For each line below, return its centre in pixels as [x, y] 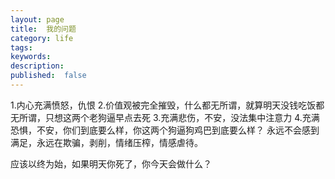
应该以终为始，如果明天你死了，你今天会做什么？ [111, 163]
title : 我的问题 [43, 29]
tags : [21, 47]
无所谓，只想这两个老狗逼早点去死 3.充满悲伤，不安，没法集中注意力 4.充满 [165, 117]
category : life [42, 38]
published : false [48, 76]
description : [37, 66]
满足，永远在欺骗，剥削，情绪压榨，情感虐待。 [106, 142]
